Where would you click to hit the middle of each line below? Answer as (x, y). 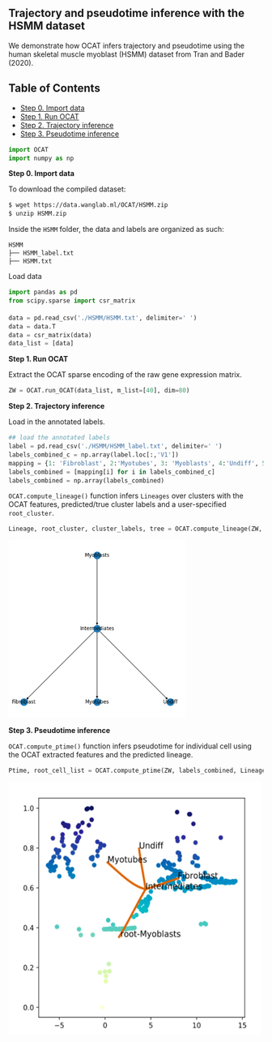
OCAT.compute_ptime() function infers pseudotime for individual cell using (130, 746)
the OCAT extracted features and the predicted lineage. (101, 755)
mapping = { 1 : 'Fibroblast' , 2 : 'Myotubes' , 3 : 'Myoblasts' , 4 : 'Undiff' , (134, 463)
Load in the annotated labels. (57, 422)
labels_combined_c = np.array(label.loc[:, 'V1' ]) (94, 455)
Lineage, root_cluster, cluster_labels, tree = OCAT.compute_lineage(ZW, (136, 529)
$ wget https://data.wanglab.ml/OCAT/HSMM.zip (88, 205)
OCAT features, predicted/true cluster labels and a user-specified (117, 504)
